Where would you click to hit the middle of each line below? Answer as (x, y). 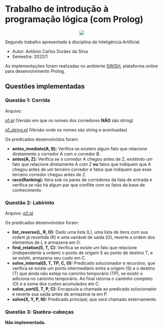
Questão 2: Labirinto (30, 202)
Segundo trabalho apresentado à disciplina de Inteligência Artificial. (73, 42)
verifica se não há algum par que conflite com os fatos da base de (78, 185)
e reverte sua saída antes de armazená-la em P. (60, 294)
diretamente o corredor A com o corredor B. (56, 154)
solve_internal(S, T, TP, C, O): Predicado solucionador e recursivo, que (84, 263)
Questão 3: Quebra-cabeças (39, 312)
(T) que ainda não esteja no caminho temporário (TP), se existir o (77, 273)
